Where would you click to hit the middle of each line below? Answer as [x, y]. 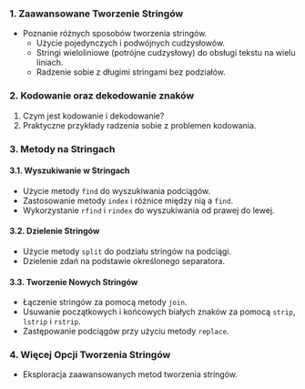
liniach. [50, 63]
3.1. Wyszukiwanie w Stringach [70, 170]
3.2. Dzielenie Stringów [55, 231]
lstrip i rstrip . [52, 322]
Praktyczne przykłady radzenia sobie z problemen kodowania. [139, 125]
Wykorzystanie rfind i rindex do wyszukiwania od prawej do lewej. [148, 210]
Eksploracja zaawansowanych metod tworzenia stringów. [130, 374]
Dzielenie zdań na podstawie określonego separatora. [124, 261]
